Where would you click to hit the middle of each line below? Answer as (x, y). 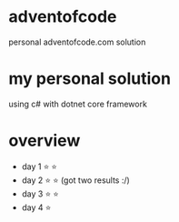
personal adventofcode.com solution (77, 42)
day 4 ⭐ (36, 207)
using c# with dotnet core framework (78, 104)
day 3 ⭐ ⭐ (40, 194)
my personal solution (90, 79)
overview (45, 141)
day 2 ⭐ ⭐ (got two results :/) (76, 180)
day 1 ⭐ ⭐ (40, 166)
